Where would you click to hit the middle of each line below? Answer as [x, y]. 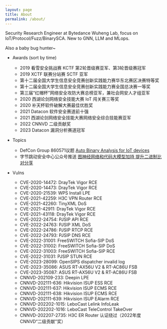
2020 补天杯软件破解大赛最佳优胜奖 [56, 106]
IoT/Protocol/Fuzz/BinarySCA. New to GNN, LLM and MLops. [67, 38]
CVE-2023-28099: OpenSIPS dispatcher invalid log [72, 262]
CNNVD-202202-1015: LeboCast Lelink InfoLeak [69, 304]
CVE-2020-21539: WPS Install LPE [55, 193]
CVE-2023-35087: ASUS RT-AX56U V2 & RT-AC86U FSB [78, 272]
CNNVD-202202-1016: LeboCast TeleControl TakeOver [76, 310]
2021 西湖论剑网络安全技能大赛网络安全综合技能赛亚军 [76, 118]
